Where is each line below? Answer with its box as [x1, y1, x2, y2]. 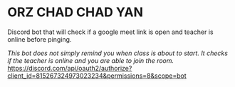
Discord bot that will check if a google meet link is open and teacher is [7, 28, 214, 36]
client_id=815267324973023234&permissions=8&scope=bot [7, 71, 187, 80]
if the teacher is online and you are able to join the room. [7, 56, 174, 64]
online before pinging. [7, 35, 72, 43]
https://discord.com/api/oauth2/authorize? [7, 64, 132, 72]
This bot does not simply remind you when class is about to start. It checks [7, 49, 228, 57]
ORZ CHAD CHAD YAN [7, 4, 144, 21]
